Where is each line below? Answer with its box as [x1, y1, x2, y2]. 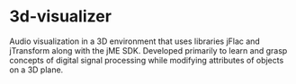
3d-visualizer [9, 6, 112, 27]
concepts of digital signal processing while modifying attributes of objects [9, 55, 284, 65]
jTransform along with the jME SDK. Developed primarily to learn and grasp [9, 45, 288, 55]
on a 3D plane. [9, 64, 64, 75]
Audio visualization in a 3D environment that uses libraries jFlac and [9, 36, 261, 46]
